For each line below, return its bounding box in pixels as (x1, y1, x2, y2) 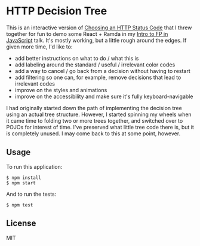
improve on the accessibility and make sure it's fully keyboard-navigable (14, 93, 193, 100)
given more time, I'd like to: (6, 43, 73, 50)
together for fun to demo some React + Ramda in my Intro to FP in (6, 30, 168, 37)
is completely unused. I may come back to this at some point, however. (6, 130, 181, 137)
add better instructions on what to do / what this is (14, 54, 139, 62)
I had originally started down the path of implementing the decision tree (6, 104, 182, 111)
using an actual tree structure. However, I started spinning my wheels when (6, 111, 192, 118)
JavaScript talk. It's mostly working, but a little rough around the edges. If (6, 37, 187, 44)
